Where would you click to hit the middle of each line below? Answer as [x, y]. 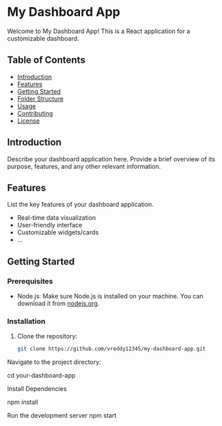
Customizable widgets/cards [58, 232]
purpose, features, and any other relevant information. [84, 166]
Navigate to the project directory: [54, 362]
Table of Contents [47, 60]
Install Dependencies [37, 389]
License [28, 121]
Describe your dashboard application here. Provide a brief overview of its [111, 159]
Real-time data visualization [57, 218]
